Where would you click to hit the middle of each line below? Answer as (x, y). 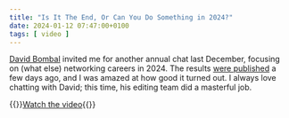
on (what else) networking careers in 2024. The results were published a (143, 68)
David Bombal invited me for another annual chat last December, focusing (145, 59)
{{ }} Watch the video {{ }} (53, 105)
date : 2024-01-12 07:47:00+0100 (69, 26)
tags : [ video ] (39, 34)
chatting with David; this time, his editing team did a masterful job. (131, 87)
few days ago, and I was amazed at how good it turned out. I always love (143, 78)
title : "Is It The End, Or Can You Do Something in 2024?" (121, 17)
